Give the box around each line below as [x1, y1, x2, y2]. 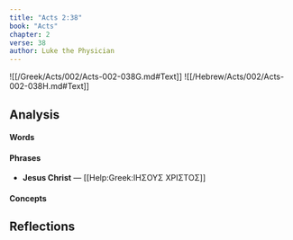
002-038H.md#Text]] [9, 81, 90, 92]
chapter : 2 [9, 30, 50, 39]
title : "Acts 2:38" [9, 13, 83, 22]
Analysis [9, 107, 60, 122]
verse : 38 [9, 38, 47, 48]
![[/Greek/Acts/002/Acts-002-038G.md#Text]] [9, 71, 183, 82]
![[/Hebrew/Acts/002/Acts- [184, 71, 285, 82]
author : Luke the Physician [9, 47, 115, 56]
